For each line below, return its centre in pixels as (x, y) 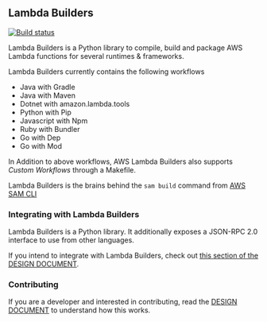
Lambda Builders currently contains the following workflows (106, 72)
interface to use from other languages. (72, 240)
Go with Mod (41, 145)
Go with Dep (40, 138)
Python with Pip (45, 112)
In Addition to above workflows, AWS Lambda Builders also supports (120, 161)
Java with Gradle (47, 87)
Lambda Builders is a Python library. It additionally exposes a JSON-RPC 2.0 (133, 232)
